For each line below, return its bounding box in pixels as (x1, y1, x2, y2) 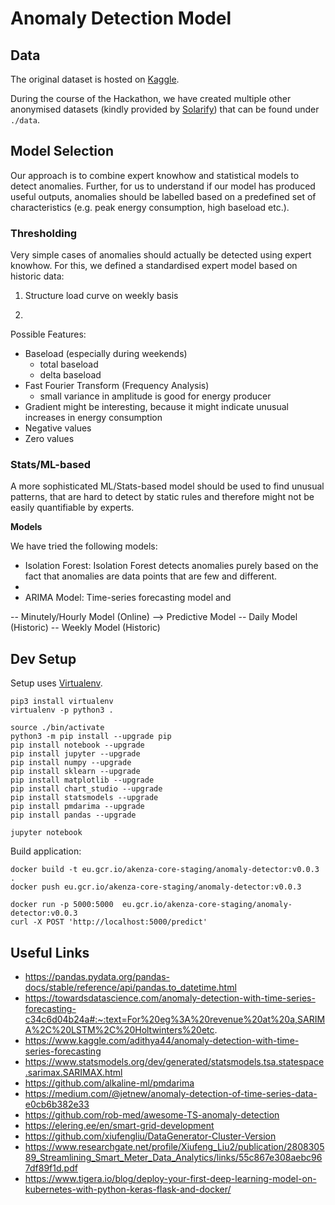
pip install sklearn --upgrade (10, 767, 141, 777)
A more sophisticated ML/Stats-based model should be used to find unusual (10, 480, 325, 492)
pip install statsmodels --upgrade (10, 793, 159, 803)
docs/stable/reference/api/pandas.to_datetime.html (24, 982, 237, 994)
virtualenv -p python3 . (10, 705, 114, 716)
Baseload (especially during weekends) (24, 348, 188, 360)
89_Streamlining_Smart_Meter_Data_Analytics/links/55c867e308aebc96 (24, 1152, 323, 1164)
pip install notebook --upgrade (10, 740, 145, 751)
